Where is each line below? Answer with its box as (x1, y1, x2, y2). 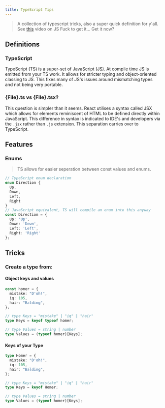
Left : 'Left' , (9, 226, 38, 231)
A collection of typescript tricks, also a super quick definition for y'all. (17, 21, 159, 27)
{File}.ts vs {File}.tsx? (5, 94, 59, 101)
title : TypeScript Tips (5, 7, 54, 12)
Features (5, 141, 33, 148)
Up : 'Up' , (9, 217, 30, 222)
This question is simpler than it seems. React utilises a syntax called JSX (5, 105, 152, 111)
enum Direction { (5, 180, 41, 185)
